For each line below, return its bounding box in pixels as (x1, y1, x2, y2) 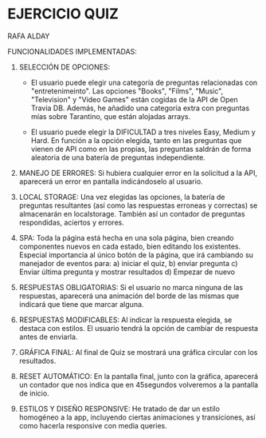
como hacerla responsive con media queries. (18, 420, 168, 430)
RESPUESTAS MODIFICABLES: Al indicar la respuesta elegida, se (18, 315, 233, 325)
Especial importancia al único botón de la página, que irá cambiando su (18, 249, 254, 260)
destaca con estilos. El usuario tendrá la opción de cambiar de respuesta (18, 323, 259, 332)
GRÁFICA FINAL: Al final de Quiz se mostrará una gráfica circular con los (18, 347, 258, 356)
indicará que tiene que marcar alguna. (18, 299, 144, 309)
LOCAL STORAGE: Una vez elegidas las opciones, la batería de (18, 192, 225, 201)
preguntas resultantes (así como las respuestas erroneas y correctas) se (18, 201, 258, 210)
